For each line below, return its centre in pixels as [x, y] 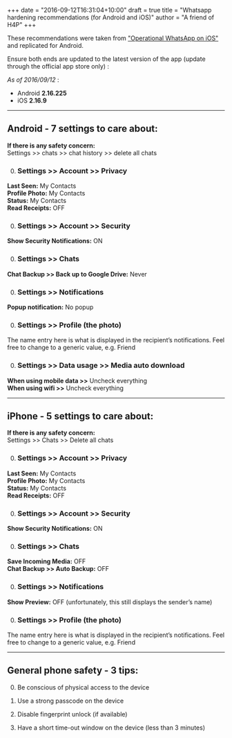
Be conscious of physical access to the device [83, 687]
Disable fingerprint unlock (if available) [72, 714]
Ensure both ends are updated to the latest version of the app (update [106, 59]
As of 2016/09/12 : [33, 80]
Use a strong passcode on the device [70, 701]
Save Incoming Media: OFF [47, 561]
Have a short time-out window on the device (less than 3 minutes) [111, 728]
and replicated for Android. [46, 45]
